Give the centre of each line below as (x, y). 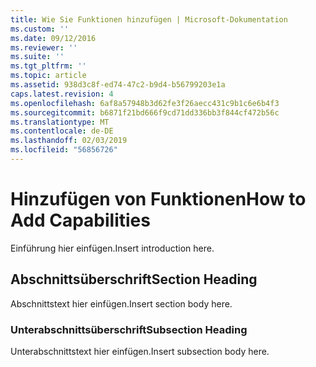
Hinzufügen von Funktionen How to (158, 199)
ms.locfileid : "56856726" (64, 150)
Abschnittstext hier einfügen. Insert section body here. (121, 303)
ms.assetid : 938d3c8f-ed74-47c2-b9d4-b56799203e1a (118, 85)
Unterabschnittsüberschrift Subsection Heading (129, 329)
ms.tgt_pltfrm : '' (48, 66)
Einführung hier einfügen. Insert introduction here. (112, 248)
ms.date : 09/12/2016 (53, 38)
